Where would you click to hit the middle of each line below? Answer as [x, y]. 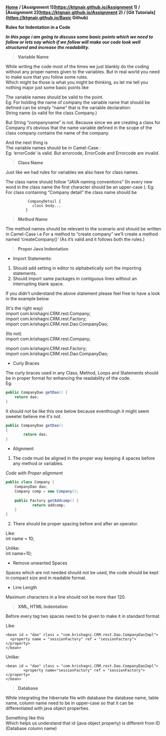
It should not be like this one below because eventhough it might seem [78, 411]
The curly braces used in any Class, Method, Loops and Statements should [82, 373]
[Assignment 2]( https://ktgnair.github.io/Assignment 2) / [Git [70, 12]
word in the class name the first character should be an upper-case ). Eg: [80, 187]
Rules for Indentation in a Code [38, 27]
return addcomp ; [49, 505]
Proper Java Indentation [43, 249]
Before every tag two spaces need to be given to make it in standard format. [83, 616]
